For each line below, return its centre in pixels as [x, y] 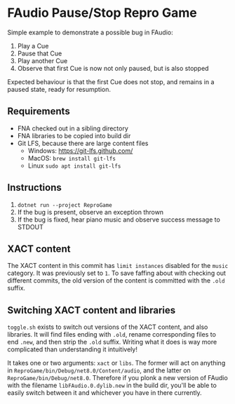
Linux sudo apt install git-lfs [74, 166]
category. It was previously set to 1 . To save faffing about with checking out [117, 273]
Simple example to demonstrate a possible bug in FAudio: [90, 32]
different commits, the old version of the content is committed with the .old [116, 281]
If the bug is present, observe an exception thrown [90, 212]
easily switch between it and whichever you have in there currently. [105, 393]
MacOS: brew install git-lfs [72, 158]
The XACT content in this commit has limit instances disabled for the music [118, 266]
